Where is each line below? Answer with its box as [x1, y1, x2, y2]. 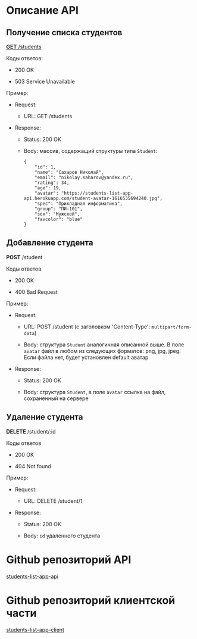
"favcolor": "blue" [35, 216, 83, 222]
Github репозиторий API [6, 553, 132, 566]
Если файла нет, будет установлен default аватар [23, 354, 149, 361]
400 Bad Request [14, 288, 58, 296]
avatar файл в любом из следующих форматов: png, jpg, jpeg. [23, 347, 181, 354]
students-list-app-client [6, 626, 64, 633]
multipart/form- [151, 324, 192, 330]
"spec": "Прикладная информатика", [35, 201, 123, 207]
